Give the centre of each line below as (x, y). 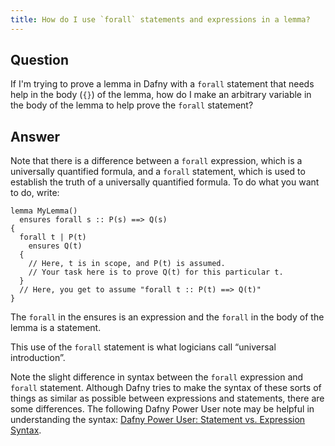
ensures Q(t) (55, 246)
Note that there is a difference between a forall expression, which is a (156, 161)
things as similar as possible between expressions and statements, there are (167, 398)
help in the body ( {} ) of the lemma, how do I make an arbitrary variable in (161, 95)
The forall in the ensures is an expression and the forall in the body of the (167, 317)
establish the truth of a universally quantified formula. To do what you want (165, 182)
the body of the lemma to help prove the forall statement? (132, 105)
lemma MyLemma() (44, 211)
